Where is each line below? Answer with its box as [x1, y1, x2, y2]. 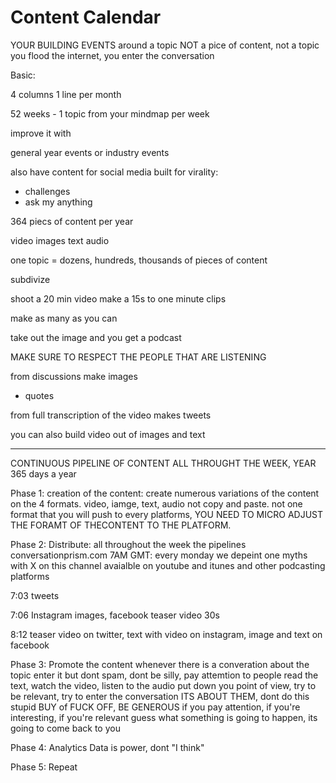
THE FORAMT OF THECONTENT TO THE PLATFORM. [10, 519, 232, 531]
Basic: [10, 69, 36, 81]
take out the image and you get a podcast [10, 331, 182, 343]
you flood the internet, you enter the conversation [10, 49, 215, 61]
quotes [24, 389, 55, 401]
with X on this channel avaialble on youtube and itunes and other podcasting [10, 559, 326, 571]
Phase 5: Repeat [10, 761, 78, 773]
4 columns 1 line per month [10, 88, 122, 100]
